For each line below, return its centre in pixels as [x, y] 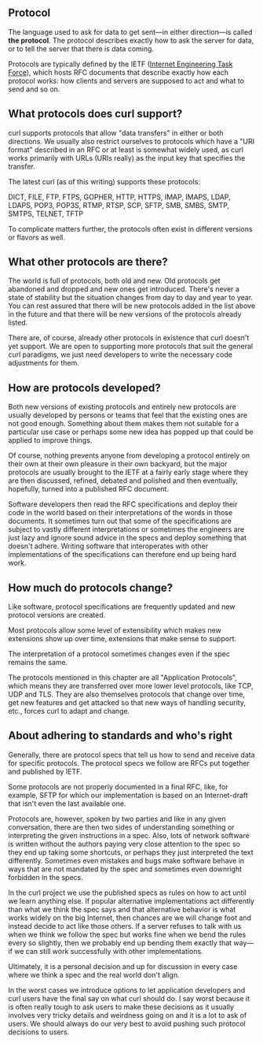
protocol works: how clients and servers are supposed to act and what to [126, 80]
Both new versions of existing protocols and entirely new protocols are [122, 407]
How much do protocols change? [91, 587]
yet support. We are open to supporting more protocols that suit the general [131, 347]
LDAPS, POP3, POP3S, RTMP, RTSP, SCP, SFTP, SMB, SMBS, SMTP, [119, 205]
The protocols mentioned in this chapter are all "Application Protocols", [123, 677]
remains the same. [38, 663]
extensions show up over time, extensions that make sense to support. [122, 639]
